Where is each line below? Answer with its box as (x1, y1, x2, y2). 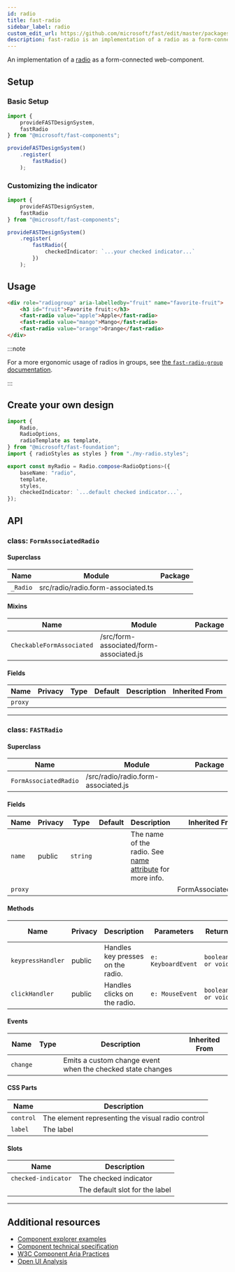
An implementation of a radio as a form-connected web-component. (7, 55, 205, 64)
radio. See (130, 847, 164, 857)
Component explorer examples (17, 1235, 107, 1243)
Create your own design (7, 400, 114, 411)
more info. (130, 873, 164, 883)
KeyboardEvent (150, 960, 198, 968)
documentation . (7, 365, 53, 374)
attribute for (130, 865, 170, 875)
